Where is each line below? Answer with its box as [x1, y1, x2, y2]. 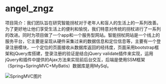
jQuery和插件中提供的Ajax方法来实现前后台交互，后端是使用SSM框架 [5, 56, 146, 62]
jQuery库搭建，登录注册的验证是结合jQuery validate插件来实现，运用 [13, 50, 154, 56]
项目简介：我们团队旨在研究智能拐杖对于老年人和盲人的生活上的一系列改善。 [5, 20, 161, 26]
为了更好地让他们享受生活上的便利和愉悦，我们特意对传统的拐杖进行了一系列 [5, 26, 161, 32]
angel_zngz [5, 3, 54, 14]
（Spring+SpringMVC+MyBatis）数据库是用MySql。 [5, 62, 112, 69]
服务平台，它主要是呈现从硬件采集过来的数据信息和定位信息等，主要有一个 [5, 38, 157, 44]
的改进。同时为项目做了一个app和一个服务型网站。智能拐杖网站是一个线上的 [5, 32, 161, 38]
